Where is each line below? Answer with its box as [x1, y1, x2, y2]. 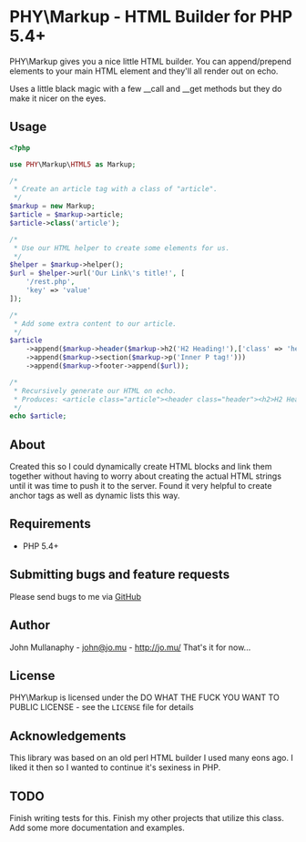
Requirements [9, 516, 91, 532]
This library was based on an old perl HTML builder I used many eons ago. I [9, 753, 293, 764]
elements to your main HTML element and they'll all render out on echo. [9, 66, 279, 76]
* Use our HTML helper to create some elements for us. [13, 243, 230, 252]
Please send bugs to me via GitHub [9, 591, 141, 602]
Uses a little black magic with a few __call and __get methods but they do [9, 83, 282, 94]
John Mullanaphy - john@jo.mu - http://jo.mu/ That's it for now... [9, 642, 251, 653]
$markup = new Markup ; [9, 202, 96, 211]
